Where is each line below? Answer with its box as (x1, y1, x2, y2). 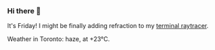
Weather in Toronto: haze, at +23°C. (7, 35, 110, 43)
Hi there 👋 (7, 6, 42, 16)
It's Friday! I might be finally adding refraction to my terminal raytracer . (7, 22, 209, 30)
